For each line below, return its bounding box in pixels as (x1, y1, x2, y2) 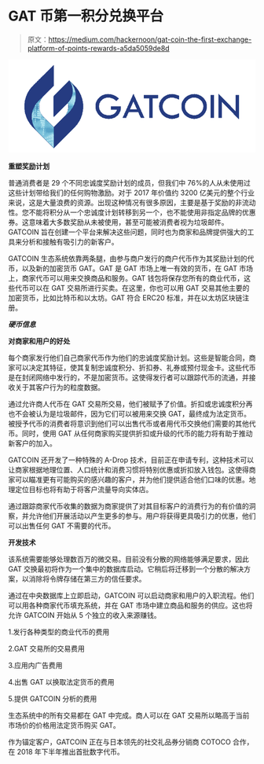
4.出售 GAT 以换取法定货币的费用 (8, 677, 115, 686)
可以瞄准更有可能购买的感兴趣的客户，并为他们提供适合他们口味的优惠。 (14, 475, 249, 484)
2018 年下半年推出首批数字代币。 (16, 747, 124, 756)
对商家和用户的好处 (8, 336, 71, 346)
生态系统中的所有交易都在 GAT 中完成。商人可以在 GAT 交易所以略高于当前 (8, 711, 250, 720)
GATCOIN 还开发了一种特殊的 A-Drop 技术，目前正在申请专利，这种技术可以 (8, 455, 255, 465)
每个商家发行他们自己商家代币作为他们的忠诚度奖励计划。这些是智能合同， (8, 353, 249, 362)
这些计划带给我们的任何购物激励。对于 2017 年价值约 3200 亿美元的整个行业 (8, 188, 255, 197)
